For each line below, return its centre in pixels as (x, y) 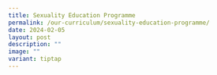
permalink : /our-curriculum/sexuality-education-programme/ (109, 23)
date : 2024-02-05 (37, 30)
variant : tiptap (35, 59)
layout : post (30, 37)
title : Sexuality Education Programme (72, 15)
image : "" (24, 52)
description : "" (35, 45)
